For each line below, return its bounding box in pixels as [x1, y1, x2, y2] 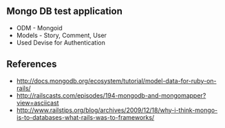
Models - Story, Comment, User [16, 31, 107, 39]
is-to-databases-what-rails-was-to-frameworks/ [16, 113, 155, 121]
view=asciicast [16, 98, 59, 107]
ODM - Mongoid [16, 23, 63, 32]
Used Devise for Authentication [16, 38, 106, 47]
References [6, 58, 57, 70]
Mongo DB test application [6, 6, 123, 17]
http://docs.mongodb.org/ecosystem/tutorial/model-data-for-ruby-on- [16, 76, 217, 85]
